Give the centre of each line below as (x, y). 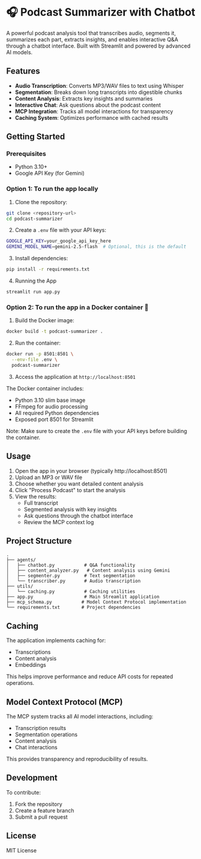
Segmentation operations (46, 735)
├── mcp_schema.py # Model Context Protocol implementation (96, 602)
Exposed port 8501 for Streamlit (54, 419)
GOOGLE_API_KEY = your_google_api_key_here (59, 241)
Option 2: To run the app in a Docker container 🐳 (77, 307)
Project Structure (39, 541)
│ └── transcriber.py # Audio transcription (73, 581)
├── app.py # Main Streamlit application (83, 597)
